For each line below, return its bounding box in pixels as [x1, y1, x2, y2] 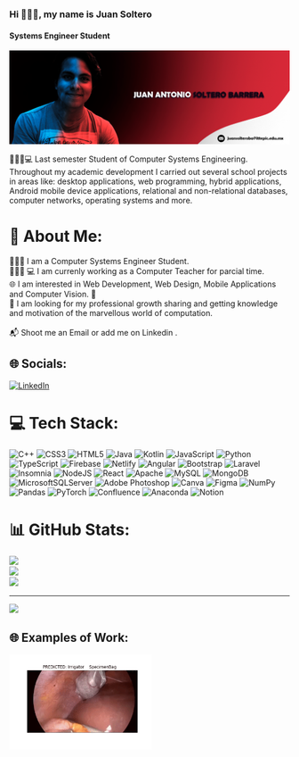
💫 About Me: [9, 227, 103, 246]
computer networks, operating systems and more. [9, 195, 193, 205]
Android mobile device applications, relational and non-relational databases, [9, 185, 288, 195]
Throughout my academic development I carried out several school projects [9, 166, 287, 177]
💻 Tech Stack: [9, 412, 119, 433]
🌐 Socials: [9, 356, 68, 371]
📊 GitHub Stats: [9, 520, 131, 539]
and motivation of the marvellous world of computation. [9, 307, 214, 318]
